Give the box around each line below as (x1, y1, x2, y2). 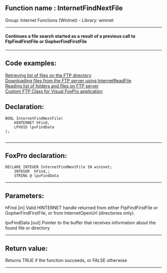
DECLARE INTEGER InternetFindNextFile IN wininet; (5, 164, 112, 170)
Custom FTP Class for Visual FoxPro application (5, 88, 103, 94)
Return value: (5, 244, 48, 253)
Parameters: (5, 191, 44, 200)
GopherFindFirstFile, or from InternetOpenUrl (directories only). (5, 210, 135, 216)
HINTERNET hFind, (14, 120, 50, 125)
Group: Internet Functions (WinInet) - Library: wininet (5, 17, 114, 23)
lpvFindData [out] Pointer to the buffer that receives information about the (5, 220, 156, 226)
